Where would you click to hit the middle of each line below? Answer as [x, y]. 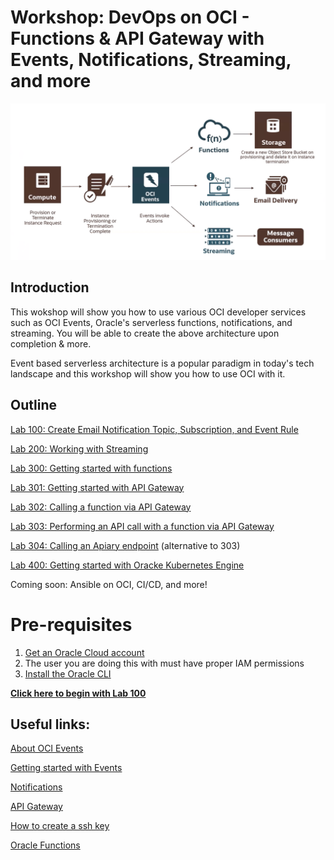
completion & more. [51, 343]
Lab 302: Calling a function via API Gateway [101, 507]
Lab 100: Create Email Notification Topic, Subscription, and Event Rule [154, 429]
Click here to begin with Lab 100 [78, 693]
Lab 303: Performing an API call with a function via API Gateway [142, 526]
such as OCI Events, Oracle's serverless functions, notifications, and [151, 322]
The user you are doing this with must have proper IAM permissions [164, 663]
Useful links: [50, 724]
